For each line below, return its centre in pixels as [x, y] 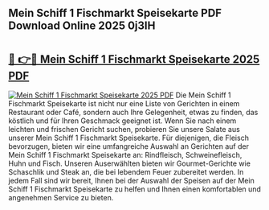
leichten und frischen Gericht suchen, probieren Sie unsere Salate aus [124, 129]
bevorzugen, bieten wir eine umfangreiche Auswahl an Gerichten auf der [128, 146]
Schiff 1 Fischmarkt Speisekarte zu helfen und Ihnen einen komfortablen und [134, 189]
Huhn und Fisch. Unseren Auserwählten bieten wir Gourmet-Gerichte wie [130, 163]
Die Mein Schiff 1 [203, 95]
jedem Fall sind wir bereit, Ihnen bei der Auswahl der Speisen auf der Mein [131, 181]
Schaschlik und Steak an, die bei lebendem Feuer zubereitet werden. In [126, 172]
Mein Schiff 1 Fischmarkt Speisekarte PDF [115, 13]
